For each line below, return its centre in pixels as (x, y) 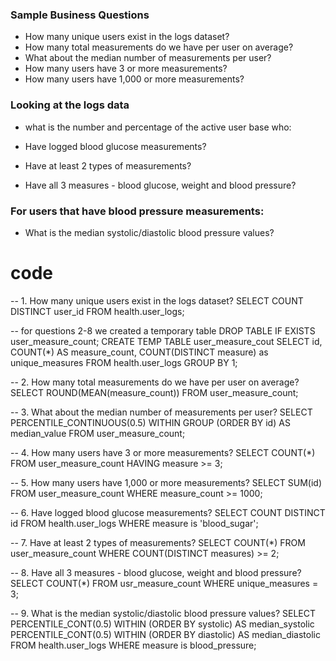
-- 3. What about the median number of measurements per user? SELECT (161, 412)
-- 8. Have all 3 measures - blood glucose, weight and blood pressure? (156, 572)
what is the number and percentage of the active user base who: (158, 127)
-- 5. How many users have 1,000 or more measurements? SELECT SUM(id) (166, 482)
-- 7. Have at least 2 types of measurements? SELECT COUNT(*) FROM (158, 542)
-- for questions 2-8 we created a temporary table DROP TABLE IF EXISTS (163, 330)
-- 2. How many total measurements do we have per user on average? (155, 382)
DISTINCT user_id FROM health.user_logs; (97, 311)
